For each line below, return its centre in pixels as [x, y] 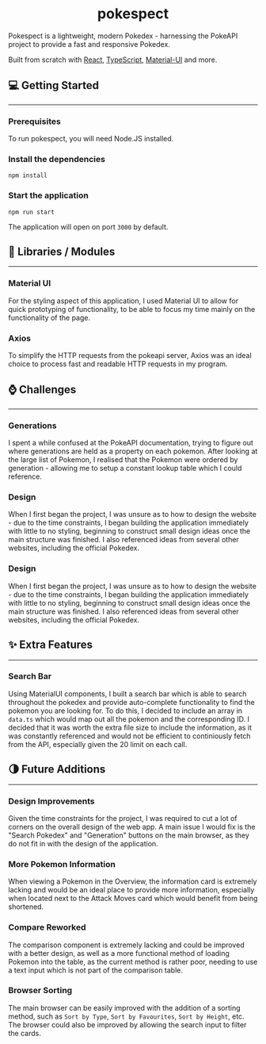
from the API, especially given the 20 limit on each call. [98, 744]
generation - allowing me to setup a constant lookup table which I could [125, 468]
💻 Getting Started [53, 85]
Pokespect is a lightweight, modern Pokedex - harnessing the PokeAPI [123, 36]
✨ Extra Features [51, 645]
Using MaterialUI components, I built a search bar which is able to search [127, 693]
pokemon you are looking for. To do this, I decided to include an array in [125, 711]
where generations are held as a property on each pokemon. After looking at [133, 451]
